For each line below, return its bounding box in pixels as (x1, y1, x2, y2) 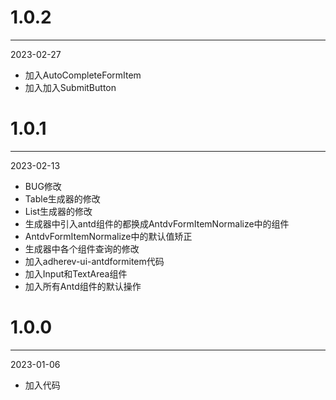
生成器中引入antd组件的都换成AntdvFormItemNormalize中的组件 (24, 217, 290, 230)
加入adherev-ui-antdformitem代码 (24, 255, 165, 267)
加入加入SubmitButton (24, 81, 117, 93)
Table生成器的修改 (24, 192, 101, 205)
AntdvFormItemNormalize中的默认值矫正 (24, 230, 193, 242)
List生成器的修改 (24, 205, 93, 217)
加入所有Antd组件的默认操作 (24, 280, 142, 292)
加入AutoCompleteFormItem (24, 69, 142, 81)
